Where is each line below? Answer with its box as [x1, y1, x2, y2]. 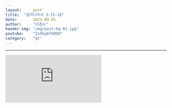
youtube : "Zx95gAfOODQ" [5, 31, 63, 36]
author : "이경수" [5, 21, 49, 27]
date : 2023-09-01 [5, 17, 56, 22]
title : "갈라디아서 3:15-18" [5, 12, 64, 17]
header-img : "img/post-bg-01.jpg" [5, 26, 79, 32]
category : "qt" [5, 36, 42, 41]
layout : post [5, 7, 42, 13]
